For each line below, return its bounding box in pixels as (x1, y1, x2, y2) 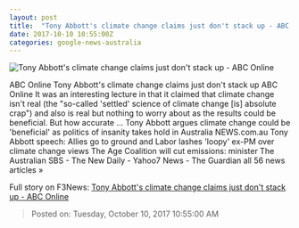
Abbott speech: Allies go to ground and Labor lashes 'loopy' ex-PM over (9, 136, 275, 147)
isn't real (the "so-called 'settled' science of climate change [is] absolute (9, 99, 277, 110)
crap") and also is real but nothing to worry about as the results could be (9, 108, 277, 118)
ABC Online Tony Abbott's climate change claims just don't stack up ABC (9, 79, 278, 90)
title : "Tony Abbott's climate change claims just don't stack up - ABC (9, 21, 290, 30)
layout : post (9, 12, 58, 22)
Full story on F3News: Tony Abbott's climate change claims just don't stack (9, 182, 287, 192)
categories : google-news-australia (9, 37, 142, 47)
